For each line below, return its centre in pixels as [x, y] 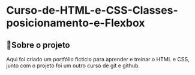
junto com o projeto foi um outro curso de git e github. [73, 65]
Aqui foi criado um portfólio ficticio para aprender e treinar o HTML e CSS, [98, 59]
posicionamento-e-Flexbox [76, 23]
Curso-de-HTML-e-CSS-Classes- [92, 10]
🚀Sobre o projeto [38, 45]
